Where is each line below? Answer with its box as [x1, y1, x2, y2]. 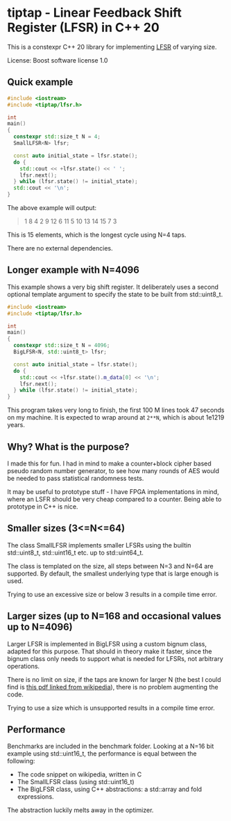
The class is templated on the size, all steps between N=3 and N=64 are [7, 561, 214, 570]
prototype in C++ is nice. [7, 502, 78, 511]
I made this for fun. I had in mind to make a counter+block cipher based [7, 459, 212, 468]
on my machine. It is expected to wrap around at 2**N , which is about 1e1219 [7, 413, 225, 422]
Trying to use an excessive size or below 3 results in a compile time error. [7, 590, 217, 598]
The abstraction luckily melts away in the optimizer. [7, 806, 154, 815]
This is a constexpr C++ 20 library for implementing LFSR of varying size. [7, 42, 217, 51]
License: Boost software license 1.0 [7, 56, 108, 64]
